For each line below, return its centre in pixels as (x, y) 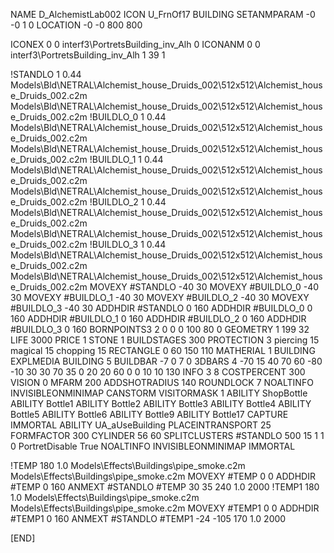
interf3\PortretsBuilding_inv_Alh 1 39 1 (88, 55)
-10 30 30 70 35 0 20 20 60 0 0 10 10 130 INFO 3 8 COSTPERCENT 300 (158, 372)
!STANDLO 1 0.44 (46, 74)
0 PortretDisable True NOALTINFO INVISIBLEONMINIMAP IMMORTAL (153, 446)
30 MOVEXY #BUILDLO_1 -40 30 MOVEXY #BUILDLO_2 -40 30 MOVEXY (160, 297)
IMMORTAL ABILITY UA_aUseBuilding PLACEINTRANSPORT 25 (141, 425)
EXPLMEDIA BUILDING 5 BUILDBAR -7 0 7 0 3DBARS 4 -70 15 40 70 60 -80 (166, 361)
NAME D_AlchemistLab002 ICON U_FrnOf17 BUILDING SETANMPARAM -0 (163, 14)
